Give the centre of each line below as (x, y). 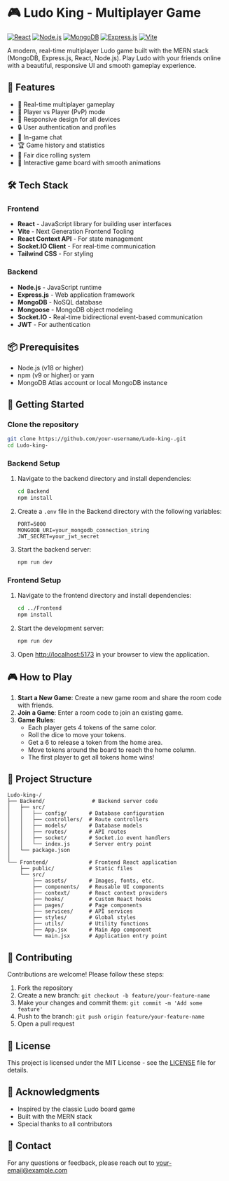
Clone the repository (43, 424)
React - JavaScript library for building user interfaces (95, 224)
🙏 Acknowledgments (54, 1092)
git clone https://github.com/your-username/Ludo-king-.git (97, 439)
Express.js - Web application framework (76, 295)
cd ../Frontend (40, 608)
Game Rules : (36, 720)
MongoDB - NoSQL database (60, 302)
